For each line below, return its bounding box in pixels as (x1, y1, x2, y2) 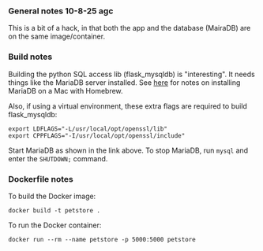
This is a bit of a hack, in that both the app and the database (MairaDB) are (8, 24, 251, 33)
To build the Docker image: (8, 191, 96, 201)
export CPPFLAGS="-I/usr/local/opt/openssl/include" (8, 131, 186, 139)
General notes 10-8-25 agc (8, 6, 114, 17)
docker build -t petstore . (8, 206, 101, 214)
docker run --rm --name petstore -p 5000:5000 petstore (8, 235, 196, 243)
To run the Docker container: (8, 220, 102, 230)
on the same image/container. (8, 31, 105, 41)
